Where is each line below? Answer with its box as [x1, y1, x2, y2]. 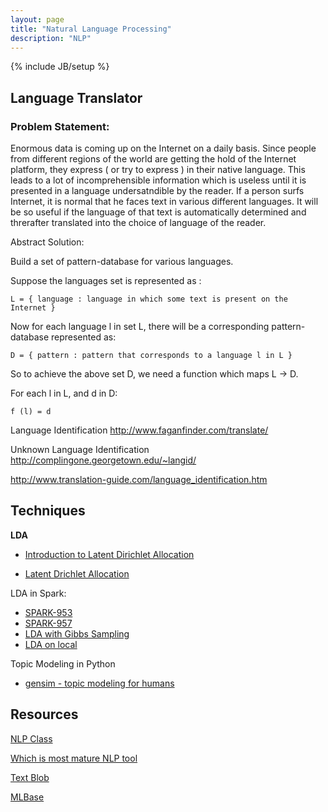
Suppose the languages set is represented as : [10, 275, 202, 287]
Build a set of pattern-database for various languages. [10, 256, 234, 268]
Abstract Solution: [10, 236, 85, 248]
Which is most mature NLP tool [10, 752, 138, 764]
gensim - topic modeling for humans [24, 677, 175, 689]
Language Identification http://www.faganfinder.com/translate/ [10, 424, 269, 436]
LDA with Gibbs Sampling [24, 627, 130, 640]
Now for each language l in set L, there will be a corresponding [10, 321, 270, 333]
